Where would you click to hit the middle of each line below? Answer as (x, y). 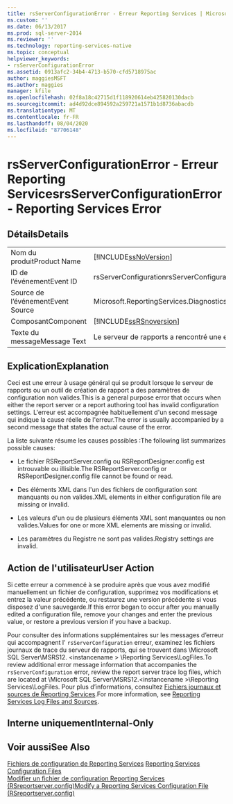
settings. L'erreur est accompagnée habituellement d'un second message (112, 412)
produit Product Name (46, 261)
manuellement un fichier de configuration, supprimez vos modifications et (113, 592)
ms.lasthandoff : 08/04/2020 (48, 123)
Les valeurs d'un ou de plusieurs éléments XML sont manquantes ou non (121, 518)
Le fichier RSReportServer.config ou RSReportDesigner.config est (111, 461)
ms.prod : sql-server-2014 (44, 33)
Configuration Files (34, 771)
